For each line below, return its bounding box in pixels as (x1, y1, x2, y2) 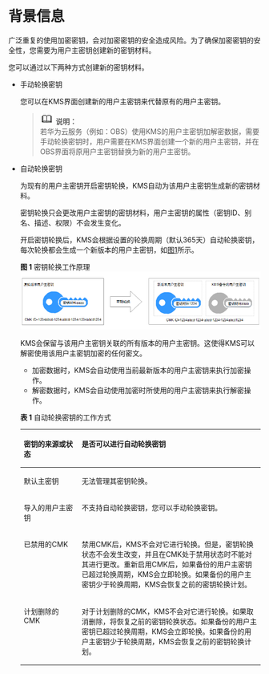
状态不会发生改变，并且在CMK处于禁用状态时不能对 (81, 550, 252, 559)
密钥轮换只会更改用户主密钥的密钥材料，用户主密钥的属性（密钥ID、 (19, 208, 245, 217)
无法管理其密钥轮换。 (81, 476, 152, 485)
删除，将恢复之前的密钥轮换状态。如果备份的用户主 (88, 616, 258, 626)
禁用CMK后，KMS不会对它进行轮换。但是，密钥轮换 (81, 539, 254, 550)
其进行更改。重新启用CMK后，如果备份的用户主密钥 (81, 559, 252, 570)
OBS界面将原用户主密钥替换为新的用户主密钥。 (39, 146, 195, 156)
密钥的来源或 (23, 439, 66, 449)
